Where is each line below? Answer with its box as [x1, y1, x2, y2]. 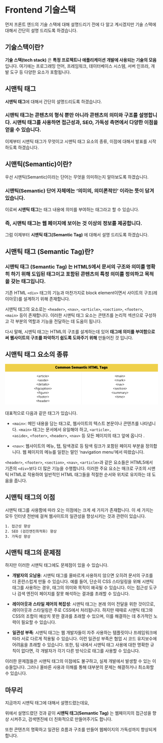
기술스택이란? [5, 43, 44, 52]
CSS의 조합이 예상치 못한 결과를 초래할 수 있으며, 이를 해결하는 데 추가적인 [12, 613, 153, 619]
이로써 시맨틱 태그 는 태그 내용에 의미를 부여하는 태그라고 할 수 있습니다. [5, 206, 140, 212]
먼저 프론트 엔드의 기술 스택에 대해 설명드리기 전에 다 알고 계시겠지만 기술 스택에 [5, 21, 157, 27]
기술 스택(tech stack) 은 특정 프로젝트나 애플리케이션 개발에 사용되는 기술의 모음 [5, 57, 157, 63]
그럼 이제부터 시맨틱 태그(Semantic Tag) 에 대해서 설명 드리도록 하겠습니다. [5, 232, 149, 238]
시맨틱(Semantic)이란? [5, 160, 72, 168]
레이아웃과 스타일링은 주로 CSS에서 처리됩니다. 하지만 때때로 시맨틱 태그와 [12, 607, 153, 613]
